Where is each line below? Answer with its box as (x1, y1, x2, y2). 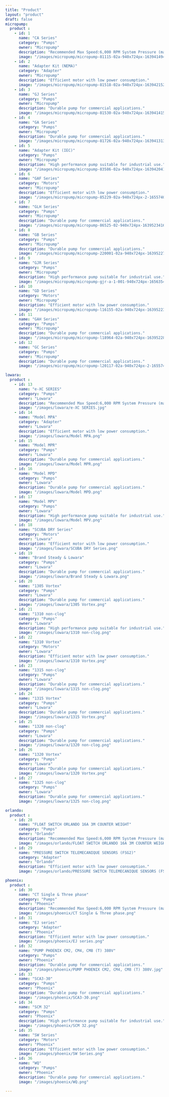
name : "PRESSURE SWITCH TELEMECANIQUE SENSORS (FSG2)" (18, 850, 136, 855)
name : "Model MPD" (18, 471, 57, 476)
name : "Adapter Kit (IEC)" (18, 148, 75, 153)
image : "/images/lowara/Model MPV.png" (18, 518, 102, 523)
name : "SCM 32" (18, 1004, 51, 1009)
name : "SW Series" (18, 1033, 57, 1038)
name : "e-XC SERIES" (18, 386, 62, 392)
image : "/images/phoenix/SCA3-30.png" (18, 995, 100, 1000)
